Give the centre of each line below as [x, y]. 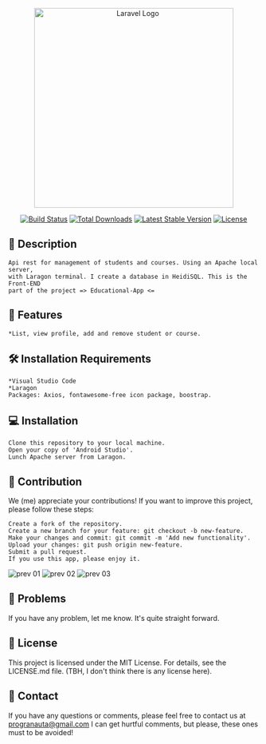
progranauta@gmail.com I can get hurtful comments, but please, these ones [133, 724]
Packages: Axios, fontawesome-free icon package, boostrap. [110, 396]
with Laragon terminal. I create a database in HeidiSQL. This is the [128, 277]
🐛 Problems [37, 599]
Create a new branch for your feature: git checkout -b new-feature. [126, 531]
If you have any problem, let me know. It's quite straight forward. [114, 618]
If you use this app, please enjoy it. [74, 559]
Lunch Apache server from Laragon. [67, 457]
